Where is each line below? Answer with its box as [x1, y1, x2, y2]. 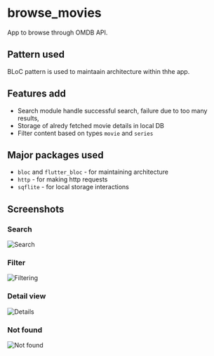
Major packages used [7, 149, 104, 161]
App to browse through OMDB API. [7, 28, 108, 37]
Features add [7, 88, 67, 100]
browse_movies [7, 5, 102, 21]
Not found [7, 325, 43, 335]
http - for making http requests [17, 175, 108, 184]
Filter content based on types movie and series [17, 129, 154, 137]
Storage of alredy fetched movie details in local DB [17, 121, 165, 129]
